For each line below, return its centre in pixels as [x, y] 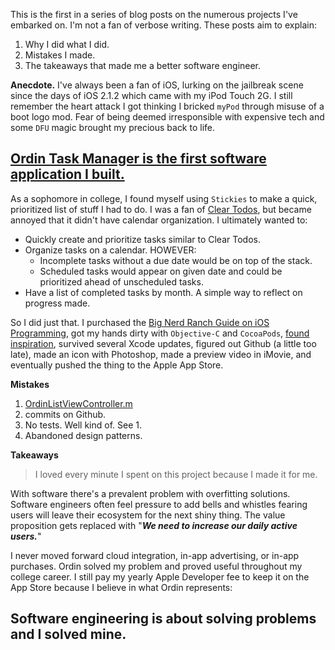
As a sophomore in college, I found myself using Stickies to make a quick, [164, 198]
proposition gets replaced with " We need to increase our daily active [154, 525]
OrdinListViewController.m [78, 403]
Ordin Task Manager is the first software [138, 159]
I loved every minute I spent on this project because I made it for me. [176, 474]
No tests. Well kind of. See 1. [83, 425]
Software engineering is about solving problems [163, 619]
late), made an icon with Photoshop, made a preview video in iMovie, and [161, 354]
